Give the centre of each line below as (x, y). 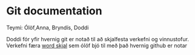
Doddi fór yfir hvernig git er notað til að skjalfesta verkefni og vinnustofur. (98, 39)
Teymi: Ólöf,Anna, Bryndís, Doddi (48, 27)
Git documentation (54, 11)
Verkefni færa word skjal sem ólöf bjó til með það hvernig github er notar (97, 45)
